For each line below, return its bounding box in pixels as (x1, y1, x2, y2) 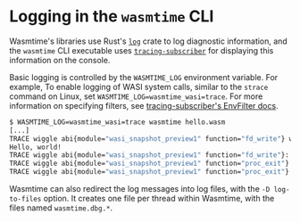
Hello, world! (9, 143, 62, 152)
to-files (9, 194, 42, 204)
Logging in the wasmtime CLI (9, 6, 214, 27)
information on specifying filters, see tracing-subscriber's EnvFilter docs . (9, 100, 279, 111)
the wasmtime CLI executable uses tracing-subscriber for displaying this (9, 45, 274, 55)
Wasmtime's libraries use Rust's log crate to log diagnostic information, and (9, 36, 287, 46)
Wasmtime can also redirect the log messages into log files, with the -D (9, 184, 271, 194)
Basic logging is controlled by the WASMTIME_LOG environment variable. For (9, 71, 279, 82)
